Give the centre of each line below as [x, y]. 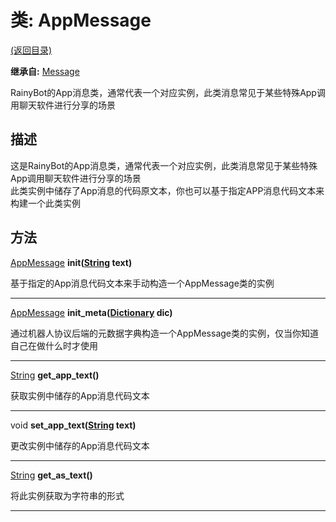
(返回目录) [31, 50]
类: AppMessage [81, 20]
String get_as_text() [51, 475]
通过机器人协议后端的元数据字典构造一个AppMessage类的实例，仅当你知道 [164, 333]
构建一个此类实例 [45, 203]
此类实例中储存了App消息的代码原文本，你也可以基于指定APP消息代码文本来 [167, 190]
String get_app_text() [55, 375]
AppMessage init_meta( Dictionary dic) [91, 312]
